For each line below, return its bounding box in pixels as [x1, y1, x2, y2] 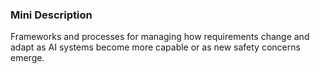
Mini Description [10, 8, 93, 22]
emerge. [10, 52, 45, 64]
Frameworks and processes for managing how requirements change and [10, 31, 310, 43]
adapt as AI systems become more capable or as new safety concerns [10, 41, 301, 53]
